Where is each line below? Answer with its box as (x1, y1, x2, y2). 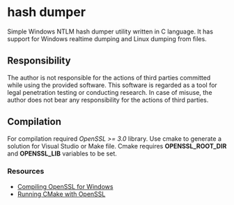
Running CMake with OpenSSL (17, 190, 106, 198)
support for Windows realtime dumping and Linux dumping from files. (7, 34, 207, 43)
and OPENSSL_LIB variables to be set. (7, 149, 117, 158)
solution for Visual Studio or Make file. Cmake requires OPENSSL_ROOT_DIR (7, 142, 227, 150)
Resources (7, 167, 45, 176)
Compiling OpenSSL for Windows (17, 182, 114, 190)
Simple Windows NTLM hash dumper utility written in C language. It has (7, 27, 214, 36)
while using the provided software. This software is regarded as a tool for (7, 81, 217, 89)
